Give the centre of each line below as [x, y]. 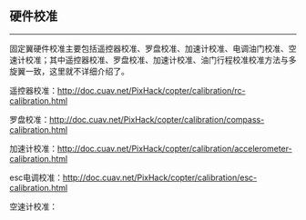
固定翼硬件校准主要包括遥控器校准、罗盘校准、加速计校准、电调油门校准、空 [153, 48]
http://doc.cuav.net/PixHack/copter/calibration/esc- [160, 177]
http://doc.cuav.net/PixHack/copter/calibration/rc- [152, 90]
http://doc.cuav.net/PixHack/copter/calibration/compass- [157, 119]
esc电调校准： [36, 177]
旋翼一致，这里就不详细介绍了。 [69, 71]
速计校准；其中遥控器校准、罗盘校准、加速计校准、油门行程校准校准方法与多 [153, 60]
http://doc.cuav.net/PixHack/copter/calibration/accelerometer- [175, 148]
